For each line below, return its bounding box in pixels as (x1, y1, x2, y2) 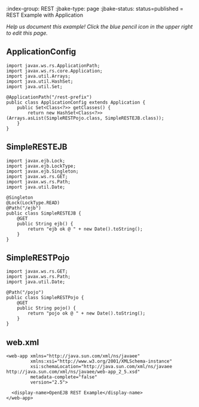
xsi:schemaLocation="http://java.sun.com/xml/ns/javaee (30, 364, 172, 370)
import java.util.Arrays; (6, 73, 71, 79)
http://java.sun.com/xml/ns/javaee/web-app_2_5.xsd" (6, 369, 140, 375)
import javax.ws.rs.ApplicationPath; (6, 62, 100, 68)
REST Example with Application (6, 11, 84, 19)
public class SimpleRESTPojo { (6, 295, 84, 301)
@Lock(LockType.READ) (6, 200, 60, 206)
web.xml (6, 337, 39, 347)
